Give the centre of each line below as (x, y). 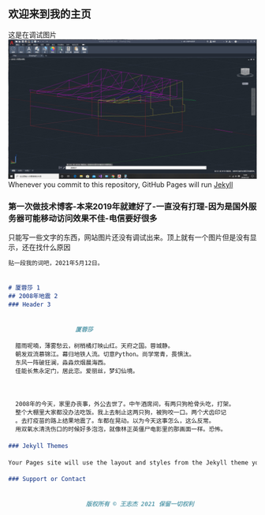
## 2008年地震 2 (33, 297)
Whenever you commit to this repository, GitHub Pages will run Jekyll (121, 185)
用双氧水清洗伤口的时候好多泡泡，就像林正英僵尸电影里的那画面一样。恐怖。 (121, 429)
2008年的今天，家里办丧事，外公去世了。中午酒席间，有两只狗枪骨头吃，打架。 (125, 405)
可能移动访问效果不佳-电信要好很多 (91, 218)
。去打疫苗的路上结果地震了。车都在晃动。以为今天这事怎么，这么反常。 (115, 421)
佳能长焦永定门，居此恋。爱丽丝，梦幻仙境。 (77, 371)
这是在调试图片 (32, 35)
